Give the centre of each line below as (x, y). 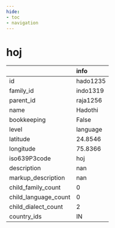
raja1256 (89, 101)
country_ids (25, 217)
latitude (20, 139)
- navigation (22, 23)
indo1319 (90, 91)
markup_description (37, 178)
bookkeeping (27, 120)
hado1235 (91, 81)
